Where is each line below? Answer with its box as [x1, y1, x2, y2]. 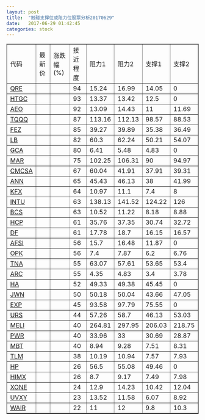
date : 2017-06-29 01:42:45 [6, 20, 81, 26]
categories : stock [6, 26, 53, 32]
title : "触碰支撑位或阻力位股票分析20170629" [6, 15, 115, 21]
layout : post [6, 9, 40, 15]
